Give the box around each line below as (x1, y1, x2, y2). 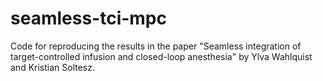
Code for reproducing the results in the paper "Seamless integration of (10, 40, 302, 52)
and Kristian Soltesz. (10, 61, 96, 73)
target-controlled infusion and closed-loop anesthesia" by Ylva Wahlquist (10, 50, 313, 62)
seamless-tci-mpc (10, 7, 167, 30)
